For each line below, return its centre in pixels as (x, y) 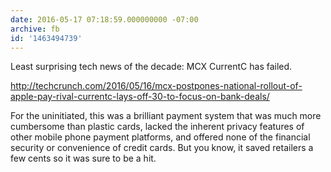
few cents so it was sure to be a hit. (83, 158)
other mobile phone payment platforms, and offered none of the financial (160, 137)
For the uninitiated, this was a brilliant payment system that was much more (166, 116)
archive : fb (35, 29)
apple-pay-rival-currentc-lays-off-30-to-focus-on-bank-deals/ (140, 97)
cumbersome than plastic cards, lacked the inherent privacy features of (157, 127)
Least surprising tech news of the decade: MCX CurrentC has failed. (151, 67)
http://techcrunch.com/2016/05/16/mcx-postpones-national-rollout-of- (156, 86)
